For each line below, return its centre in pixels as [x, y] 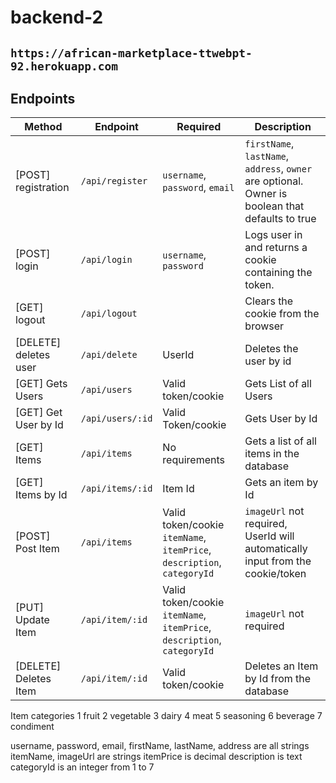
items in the [272, 454]
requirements [193, 460]
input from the [278, 561]
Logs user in [273, 235]
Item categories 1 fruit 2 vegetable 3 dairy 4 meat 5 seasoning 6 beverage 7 [166, 716]
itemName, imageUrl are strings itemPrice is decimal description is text [156, 757]
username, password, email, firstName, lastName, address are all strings [160, 746]
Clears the [269, 301]
